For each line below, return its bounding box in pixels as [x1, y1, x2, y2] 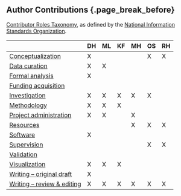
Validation [9, 150, 37, 158]
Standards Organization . [6, 27, 67, 34]
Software [9, 130, 35, 139]
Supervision [9, 140, 43, 149]
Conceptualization [9, 51, 62, 60]
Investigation [9, 91, 46, 99]
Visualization [9, 160, 46, 168]
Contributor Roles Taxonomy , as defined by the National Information [6, 21, 175, 28]
